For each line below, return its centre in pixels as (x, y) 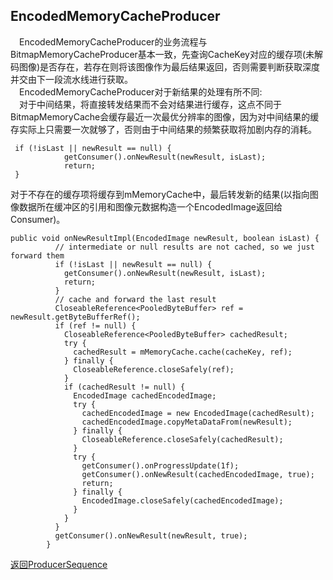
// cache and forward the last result (135, 299)
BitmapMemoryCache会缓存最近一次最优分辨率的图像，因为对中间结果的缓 (165, 116)
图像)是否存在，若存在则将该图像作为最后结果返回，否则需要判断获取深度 (169, 66)
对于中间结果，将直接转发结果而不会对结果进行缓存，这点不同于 (150, 104)
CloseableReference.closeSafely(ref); (154, 369)
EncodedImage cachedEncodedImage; (145, 395)
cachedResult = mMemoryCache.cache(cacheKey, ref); (183, 352)
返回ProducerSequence (59, 564)
